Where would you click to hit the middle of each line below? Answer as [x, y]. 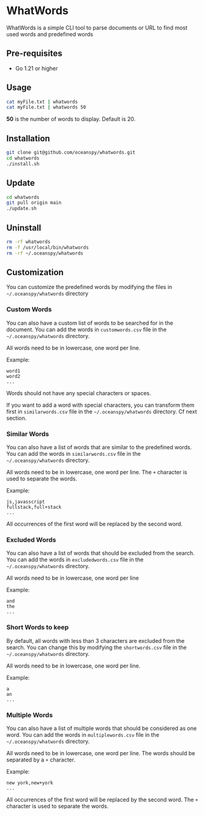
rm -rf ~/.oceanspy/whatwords [45, 253]
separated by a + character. [41, 760]
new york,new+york [30, 783]
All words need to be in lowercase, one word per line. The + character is [97, 472]
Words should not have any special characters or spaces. [79, 393]
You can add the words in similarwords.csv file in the [74, 454]
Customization [35, 273]
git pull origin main [34, 203]
